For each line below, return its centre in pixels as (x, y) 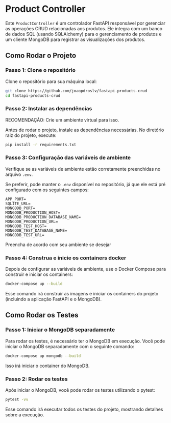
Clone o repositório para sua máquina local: (51, 81)
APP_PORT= (16, 199)
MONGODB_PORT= (20, 208)
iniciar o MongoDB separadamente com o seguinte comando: (70, 346)
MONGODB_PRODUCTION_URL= (32, 221)
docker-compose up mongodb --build (43, 356)
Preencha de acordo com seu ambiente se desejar (58, 245)
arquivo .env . (19, 174)
